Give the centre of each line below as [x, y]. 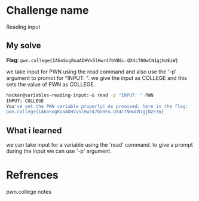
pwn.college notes [29, 192]
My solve [24, 46]
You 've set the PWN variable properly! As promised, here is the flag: [97, 106]
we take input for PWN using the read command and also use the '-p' [91, 72]
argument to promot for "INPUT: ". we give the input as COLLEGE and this [97, 78]
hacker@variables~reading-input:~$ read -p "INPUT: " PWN [80, 95]
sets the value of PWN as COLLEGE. [51, 84]
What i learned [34, 130]
